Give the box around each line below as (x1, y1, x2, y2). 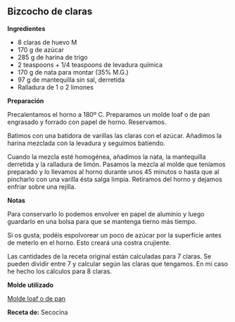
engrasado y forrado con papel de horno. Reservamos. (7, 118, 167, 126)
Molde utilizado (7, 280, 54, 289)
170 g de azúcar (17, 45, 65, 54)
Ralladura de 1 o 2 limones (17, 82, 94, 91)
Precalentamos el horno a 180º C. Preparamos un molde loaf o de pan (7, 110, 210, 118)
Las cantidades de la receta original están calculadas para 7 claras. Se (7, 252, 212, 260)
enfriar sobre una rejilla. (7, 182, 76, 191)
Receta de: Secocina (7, 308, 68, 316)
